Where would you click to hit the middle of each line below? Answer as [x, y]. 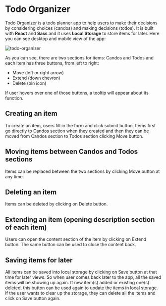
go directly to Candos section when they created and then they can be [77, 131]
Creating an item [31, 114]
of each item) [26, 227]
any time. [15, 176]
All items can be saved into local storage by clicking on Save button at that [81, 272]
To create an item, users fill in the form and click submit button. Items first [81, 125]
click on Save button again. [33, 298]
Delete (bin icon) [29, 83]
